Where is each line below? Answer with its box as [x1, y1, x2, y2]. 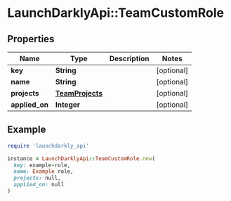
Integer [55, 100, 81, 110]
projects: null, [13, 174, 61, 182]
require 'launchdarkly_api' [7, 142, 90, 149]
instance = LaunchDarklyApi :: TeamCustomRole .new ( [7, 155, 156, 162]
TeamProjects [55, 89, 103, 98]
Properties [7, 33, 55, 45]
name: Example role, [13, 168, 74, 175]
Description [109, 54, 150, 63]
